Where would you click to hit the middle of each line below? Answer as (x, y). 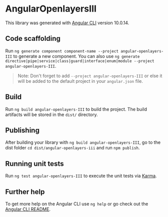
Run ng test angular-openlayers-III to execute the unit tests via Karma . (81, 176)
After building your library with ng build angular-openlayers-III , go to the (83, 142)
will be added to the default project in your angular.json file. (80, 81)
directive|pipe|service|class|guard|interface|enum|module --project (80, 61)
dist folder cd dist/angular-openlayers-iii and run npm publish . (73, 148)
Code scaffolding (33, 39)
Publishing (22, 130)
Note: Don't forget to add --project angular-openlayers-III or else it (90, 76)
